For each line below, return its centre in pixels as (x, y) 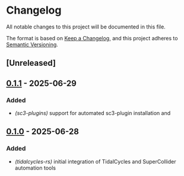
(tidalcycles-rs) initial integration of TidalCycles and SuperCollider (95, 161)
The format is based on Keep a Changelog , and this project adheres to (92, 38)
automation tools (35, 168)
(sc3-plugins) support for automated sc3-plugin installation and (93, 113)
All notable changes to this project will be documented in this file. (86, 27)
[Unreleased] (31, 63)
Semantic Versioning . (32, 44)
